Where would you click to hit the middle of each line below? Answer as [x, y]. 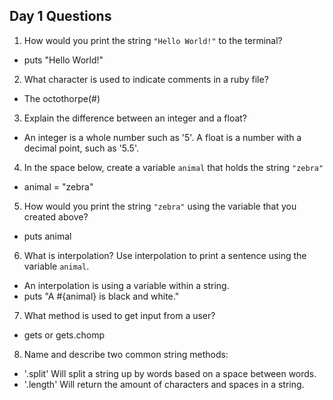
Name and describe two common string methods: [126, 354]
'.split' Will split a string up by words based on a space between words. [170, 373]
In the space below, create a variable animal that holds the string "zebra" [173, 167]
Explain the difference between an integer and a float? [135, 118]
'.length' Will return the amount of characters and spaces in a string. [164, 384]
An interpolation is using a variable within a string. [126, 285]
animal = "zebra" [58, 186]
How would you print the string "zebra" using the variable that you [160, 206]
